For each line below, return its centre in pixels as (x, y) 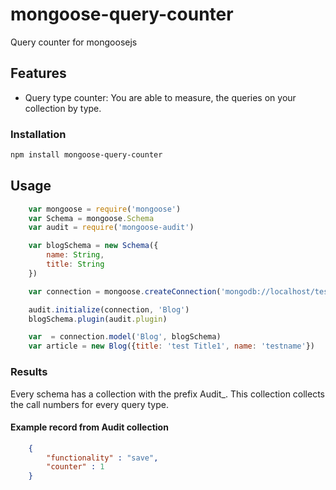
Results (29, 372)
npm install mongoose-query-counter (86, 155)
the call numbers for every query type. (89, 404)
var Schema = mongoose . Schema (91, 218)
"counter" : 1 (75, 467)
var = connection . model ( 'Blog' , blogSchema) (125, 337)
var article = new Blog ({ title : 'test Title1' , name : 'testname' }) (171, 346)
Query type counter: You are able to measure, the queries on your (160, 97)
